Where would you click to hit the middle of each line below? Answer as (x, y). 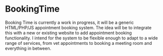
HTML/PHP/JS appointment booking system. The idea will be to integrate (78, 27)
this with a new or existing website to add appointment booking (69, 33)
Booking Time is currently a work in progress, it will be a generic (69, 22)
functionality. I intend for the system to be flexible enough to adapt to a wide (81, 38)
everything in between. (28, 48)
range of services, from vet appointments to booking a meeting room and (79, 43)
